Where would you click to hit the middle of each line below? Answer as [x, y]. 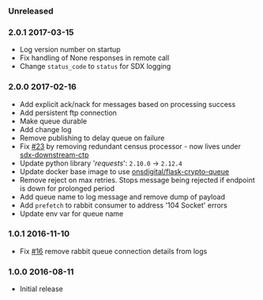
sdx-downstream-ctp [54, 154]
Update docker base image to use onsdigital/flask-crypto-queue [124, 171]
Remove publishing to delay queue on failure [92, 138]
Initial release [41, 289]
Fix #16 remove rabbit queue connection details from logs [113, 251]
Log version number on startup [70, 50]
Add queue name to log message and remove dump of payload [122, 196]
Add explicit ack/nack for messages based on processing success [128, 104]
